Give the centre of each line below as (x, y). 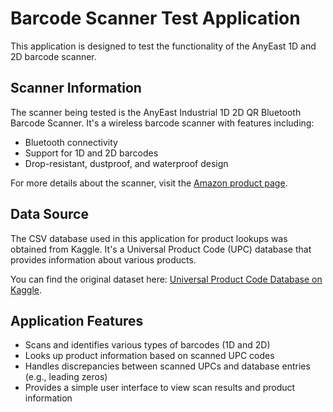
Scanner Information (76, 88)
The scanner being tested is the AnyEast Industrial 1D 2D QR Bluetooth (156, 112)
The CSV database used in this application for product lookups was (149, 238)
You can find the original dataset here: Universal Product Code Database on (166, 279)
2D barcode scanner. (53, 56)
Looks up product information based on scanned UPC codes (149, 356)
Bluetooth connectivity (71, 142)
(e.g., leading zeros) (66, 377)
